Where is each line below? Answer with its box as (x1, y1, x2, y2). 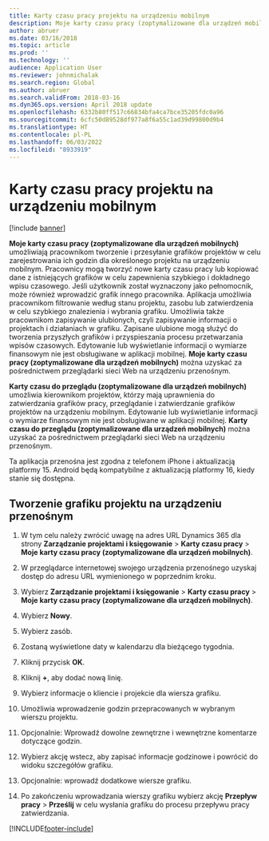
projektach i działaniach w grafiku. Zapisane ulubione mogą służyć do (9, 324, 239, 333)
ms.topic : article (9, 42, 70, 50)
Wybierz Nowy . (20, 611, 73, 620)
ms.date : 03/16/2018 (9, 34, 78, 42)
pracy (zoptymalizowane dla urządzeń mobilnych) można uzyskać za (9, 357, 243, 368)
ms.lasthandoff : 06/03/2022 (9, 138, 103, 146)
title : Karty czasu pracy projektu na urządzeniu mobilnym (9, 11, 210, 20)
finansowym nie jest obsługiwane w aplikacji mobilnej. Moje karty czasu (9, 349, 247, 359)
